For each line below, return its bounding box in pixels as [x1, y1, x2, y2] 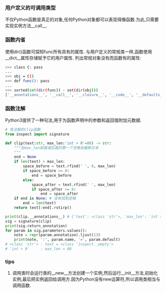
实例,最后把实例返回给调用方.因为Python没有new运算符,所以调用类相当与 [12, 276, 161, 282]
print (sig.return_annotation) [5, 223, 68, 229]
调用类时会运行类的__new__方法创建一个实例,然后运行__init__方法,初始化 [12, 270, 158, 276]
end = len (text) [23, 201, 56, 206]
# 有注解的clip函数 [5, 127, 41, 132]
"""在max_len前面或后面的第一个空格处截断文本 [14, 145, 99, 150]
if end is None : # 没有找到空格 [14, 196, 76, 201]
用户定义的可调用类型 [5, 4, 56, 11]
